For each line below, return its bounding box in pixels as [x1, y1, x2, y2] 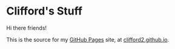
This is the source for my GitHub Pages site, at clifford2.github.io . [6, 36, 170, 43]
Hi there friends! [6, 24, 47, 31]
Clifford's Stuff [6, 4, 83, 18]
